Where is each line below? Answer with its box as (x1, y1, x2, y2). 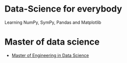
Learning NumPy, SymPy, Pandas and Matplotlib (4, 19, 102, 25)
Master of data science (4, 36, 100, 47)
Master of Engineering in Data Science (11, 52, 89, 58)
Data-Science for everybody (4, 3, 122, 15)
